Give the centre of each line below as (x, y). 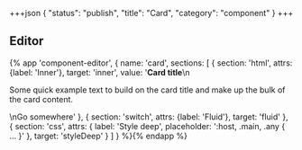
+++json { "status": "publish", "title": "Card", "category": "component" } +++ (151, 13)
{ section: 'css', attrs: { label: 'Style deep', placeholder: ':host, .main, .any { (147, 126)
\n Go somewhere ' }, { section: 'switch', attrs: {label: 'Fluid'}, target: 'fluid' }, (149, 117)
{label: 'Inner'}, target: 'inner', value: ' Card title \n (100, 72)
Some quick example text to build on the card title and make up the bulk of (147, 90)
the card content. (41, 99)
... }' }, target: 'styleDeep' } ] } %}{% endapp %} (98, 136)
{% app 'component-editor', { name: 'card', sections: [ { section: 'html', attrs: (151, 63)
